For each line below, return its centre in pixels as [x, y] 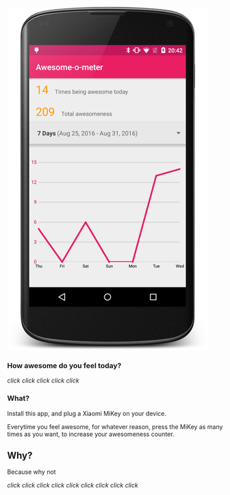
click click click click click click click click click [73, 485]
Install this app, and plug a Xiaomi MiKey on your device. [87, 413]
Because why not [31, 472]
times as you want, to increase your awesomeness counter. [91, 434]
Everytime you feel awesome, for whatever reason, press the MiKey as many [115, 426]
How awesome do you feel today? [64, 365]
